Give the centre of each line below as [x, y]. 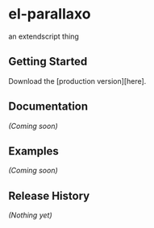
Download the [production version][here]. [77, 81]
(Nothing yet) [30, 215]
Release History [49, 195]
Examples [33, 151]
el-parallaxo [50, 14]
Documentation [48, 107]
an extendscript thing [44, 36]
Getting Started [48, 62]
